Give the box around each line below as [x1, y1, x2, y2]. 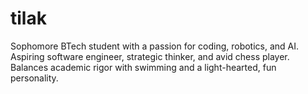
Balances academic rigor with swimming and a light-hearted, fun [10, 61, 277, 73]
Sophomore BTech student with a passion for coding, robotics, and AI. [10, 40, 300, 52]
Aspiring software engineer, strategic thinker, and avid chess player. [10, 50, 290, 62]
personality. [10, 72, 59, 84]
